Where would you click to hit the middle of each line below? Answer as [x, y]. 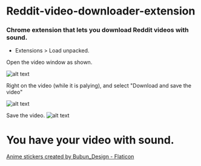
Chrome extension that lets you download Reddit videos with [97, 30]
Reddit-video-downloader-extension [101, 11]
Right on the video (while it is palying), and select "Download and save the [99, 86]
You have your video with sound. [90, 140]
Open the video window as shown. [49, 62]
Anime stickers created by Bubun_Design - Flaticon [70, 157]
